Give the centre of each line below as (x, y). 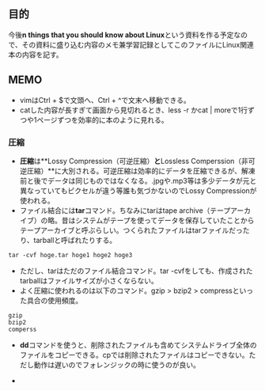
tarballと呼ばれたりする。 (75, 240)
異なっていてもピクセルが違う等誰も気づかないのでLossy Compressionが (138, 190)
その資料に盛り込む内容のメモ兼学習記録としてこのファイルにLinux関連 (138, 44)
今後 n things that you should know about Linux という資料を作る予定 (121, 35)
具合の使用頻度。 (55, 300)
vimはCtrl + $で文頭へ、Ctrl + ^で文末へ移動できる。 (105, 100)
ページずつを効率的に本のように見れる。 (102, 120)
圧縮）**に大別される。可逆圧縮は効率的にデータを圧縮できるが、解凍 (141, 171)
